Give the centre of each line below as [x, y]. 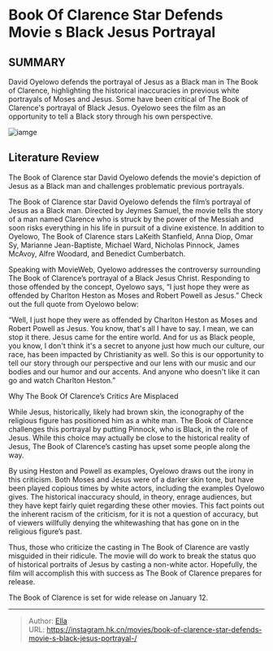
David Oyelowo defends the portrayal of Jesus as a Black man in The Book [133, 82]
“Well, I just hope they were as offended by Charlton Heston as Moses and [133, 320]
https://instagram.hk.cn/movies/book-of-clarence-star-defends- [154, 629]
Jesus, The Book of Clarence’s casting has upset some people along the [129, 446]
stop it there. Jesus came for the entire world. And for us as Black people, [132, 337]
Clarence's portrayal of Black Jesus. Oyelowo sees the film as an [117, 108]
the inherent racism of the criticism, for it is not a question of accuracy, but [133, 513]
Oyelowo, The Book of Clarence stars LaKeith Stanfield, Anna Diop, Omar [131, 236]
